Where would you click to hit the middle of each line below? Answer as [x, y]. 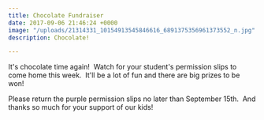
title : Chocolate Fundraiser [56, 15]
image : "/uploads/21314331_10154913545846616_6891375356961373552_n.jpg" [132, 30]
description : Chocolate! [49, 37]
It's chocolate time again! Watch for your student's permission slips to [123, 67]
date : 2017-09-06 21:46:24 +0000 [63, 23]
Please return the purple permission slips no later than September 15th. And [132, 99]
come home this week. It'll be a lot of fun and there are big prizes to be [124, 75]
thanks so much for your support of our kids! [81, 107]
